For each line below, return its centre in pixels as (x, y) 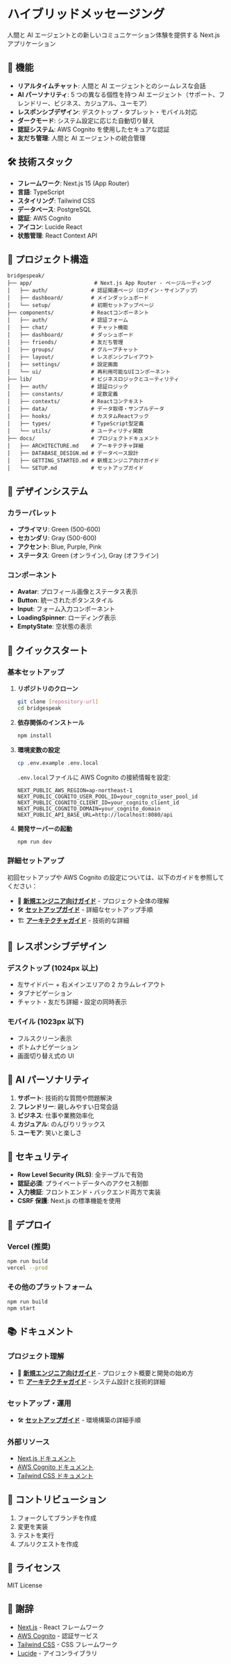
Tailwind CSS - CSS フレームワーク (67, 1645)
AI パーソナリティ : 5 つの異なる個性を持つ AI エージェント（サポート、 (118, 94)
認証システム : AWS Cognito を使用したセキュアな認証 (93, 129)
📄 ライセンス (34, 1568)
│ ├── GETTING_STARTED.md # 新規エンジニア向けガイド (83, 461)
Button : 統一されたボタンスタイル (65, 600)
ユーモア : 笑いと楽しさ (49, 1133)
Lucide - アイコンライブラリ (57, 1653)
